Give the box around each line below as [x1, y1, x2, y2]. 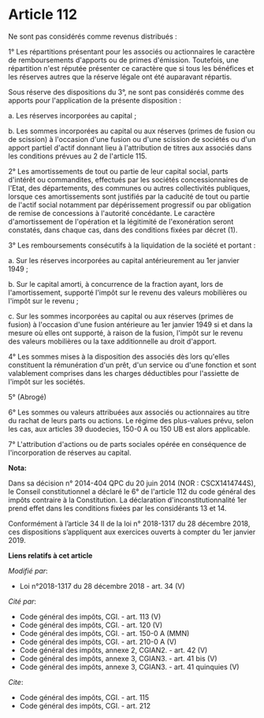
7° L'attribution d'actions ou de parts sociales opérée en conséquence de [8, 439, 247, 448]
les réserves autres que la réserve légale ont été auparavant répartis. [8, 72, 232, 81]
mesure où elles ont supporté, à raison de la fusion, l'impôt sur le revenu [8, 328, 244, 337]
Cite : [8, 677, 24, 686]
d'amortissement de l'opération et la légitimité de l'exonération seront [8, 217, 234, 226]
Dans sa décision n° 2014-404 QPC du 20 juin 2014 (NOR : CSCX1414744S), [8, 478, 256, 488]
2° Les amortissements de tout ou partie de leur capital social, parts [8, 166, 229, 176]
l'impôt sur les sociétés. [8, 377, 85, 386]
